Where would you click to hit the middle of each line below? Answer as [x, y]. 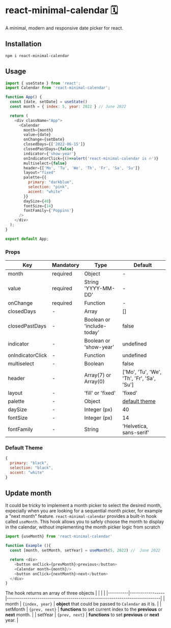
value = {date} [37, 135]
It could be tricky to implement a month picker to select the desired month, [83, 506]
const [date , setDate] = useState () [49, 102]
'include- [95, 326]
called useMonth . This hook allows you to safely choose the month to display [85, 522]
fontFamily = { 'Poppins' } [49, 211]
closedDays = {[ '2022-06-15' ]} [54, 144]
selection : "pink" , [49, 187]
